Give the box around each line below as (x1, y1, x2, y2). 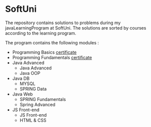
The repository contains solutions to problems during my (5, 20, 121, 26)
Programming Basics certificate (12, 49, 77, 55)
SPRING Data (19, 86, 47, 92)
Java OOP (19, 70, 41, 76)
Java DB (12, 75, 30, 81)
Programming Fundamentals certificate (12, 54, 93, 60)
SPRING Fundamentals (19, 96, 66, 102)
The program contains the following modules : (5, 39, 99, 45)
